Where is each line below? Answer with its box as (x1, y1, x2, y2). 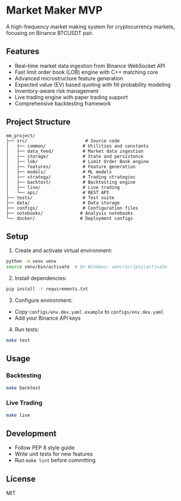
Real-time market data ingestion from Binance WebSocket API (14, 62, 166, 69)
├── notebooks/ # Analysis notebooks (6, 210, 133, 216)
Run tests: (14, 326, 40, 333)
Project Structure (6, 117, 71, 127)
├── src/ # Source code (6, 138, 120, 144)
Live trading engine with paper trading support (14, 93, 128, 100)
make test (6, 337, 31, 343)
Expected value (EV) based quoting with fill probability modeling (14, 81, 171, 88)
